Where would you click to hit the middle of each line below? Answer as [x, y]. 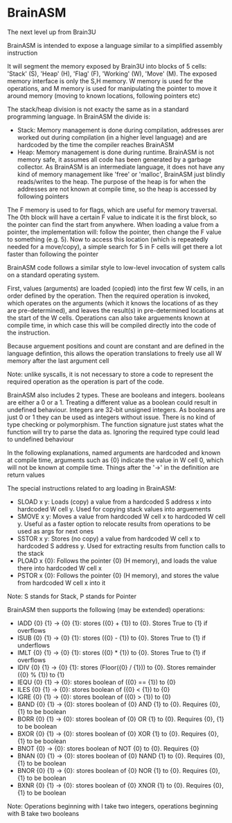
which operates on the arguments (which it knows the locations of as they [113, 303]
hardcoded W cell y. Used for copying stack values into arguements [114, 509]
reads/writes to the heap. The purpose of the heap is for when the [111, 181]
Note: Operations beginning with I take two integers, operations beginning [113, 806]
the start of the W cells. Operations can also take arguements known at [108, 318]
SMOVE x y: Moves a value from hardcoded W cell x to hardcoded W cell [121, 516]
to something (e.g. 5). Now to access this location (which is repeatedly [108, 239]
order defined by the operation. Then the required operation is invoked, [109, 296]
